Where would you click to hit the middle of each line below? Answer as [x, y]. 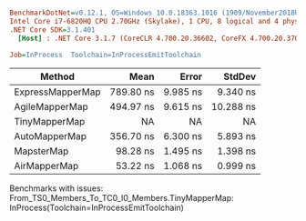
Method [57, 76]
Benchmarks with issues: [56, 188]
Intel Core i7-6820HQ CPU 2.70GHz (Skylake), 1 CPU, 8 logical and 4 [144, 21]
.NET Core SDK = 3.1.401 [52, 30]
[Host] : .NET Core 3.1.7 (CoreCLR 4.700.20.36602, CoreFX [132, 38]
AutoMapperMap [51, 136]
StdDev [240, 76]
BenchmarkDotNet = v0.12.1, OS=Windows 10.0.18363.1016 [114, 13]
